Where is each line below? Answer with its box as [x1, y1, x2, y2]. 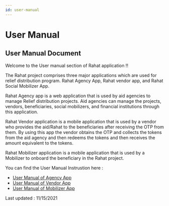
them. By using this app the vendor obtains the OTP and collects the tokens [5, 129, 162, 135]
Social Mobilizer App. [5, 83, 49, 89]
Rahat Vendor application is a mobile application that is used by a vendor [5, 118, 156, 124]
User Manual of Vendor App [12, 180, 71, 186]
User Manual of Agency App [12, 174, 72, 180]
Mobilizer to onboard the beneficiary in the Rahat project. [5, 155, 125, 161]
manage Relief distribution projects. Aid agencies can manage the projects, [5, 98, 161, 104]
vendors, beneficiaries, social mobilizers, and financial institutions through [5, 103, 160, 109]
